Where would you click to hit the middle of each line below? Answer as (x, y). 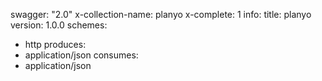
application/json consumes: (81, 55)
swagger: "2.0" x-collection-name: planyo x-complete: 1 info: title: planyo (161, 14)
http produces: (55, 44)
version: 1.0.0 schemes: (59, 25)
